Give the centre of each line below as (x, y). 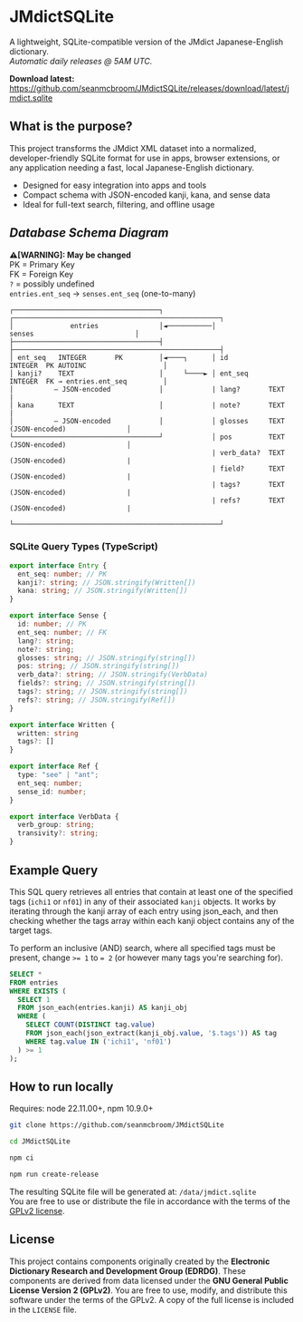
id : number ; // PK (52, 624)
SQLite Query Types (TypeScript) (84, 547)
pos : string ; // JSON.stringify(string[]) (99, 666)
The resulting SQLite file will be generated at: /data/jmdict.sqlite (133, 1191)
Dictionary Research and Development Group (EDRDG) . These (128, 1270)
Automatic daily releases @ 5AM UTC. (81, 61)
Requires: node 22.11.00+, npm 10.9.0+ (81, 1109)
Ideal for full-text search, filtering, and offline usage (118, 204)
